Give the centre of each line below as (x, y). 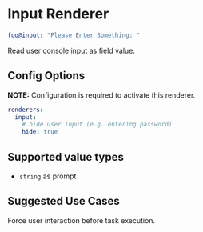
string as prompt (48, 176)
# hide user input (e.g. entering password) (97, 125)
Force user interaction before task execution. (82, 220)
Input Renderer (58, 14)
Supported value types (66, 157)
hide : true (40, 132)
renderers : (26, 110)
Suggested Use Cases (64, 201)
